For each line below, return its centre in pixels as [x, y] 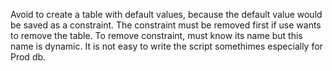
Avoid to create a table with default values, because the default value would [166, 14]
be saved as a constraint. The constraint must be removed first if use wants [166, 25]
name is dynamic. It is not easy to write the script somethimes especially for [166, 46]
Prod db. [28, 57]
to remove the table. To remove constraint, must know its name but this [156, 35]
